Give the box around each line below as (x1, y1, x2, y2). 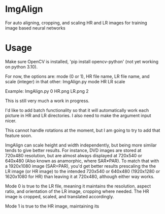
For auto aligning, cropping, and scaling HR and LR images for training (5, 20, 147, 26)
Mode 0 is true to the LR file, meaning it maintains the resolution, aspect (5, 183, 151, 189)
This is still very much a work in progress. (5, 98, 90, 104)
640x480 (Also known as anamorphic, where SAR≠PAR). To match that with (5, 158, 159, 164)
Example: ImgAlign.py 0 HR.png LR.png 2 (5, 88, 89, 94)
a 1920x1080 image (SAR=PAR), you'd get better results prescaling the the (5, 163, 156, 169)
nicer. (5, 117, 17, 124)
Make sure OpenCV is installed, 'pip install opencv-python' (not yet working (5, 58, 159, 65)
